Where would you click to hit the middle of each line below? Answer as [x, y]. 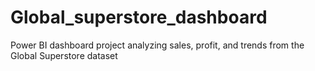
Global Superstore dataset [64, 55]
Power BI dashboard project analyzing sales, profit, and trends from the [157, 45]
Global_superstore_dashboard [139, 17]
